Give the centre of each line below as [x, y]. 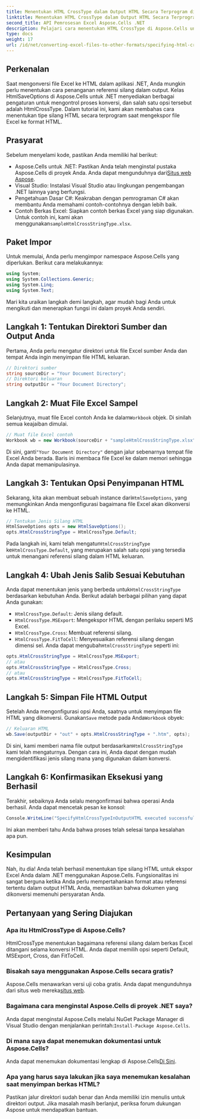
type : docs [20, 34]
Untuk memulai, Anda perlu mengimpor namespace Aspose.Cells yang [93, 257]
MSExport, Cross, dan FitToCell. [45, 956]
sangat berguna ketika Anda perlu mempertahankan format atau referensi [96, 881]
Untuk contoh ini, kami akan [49, 217]
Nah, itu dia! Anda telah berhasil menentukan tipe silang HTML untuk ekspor [100, 869]
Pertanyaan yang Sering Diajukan [69, 913]
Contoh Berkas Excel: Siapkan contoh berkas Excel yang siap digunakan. [104, 211]
